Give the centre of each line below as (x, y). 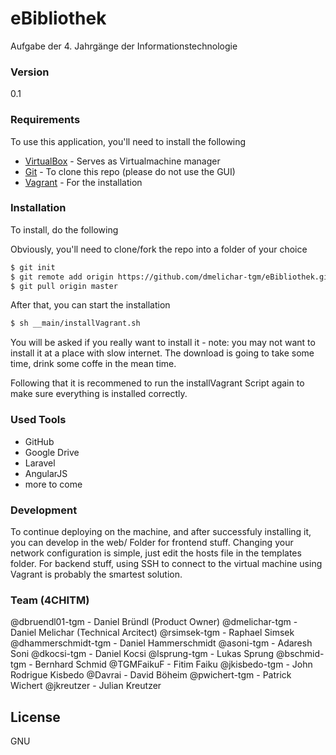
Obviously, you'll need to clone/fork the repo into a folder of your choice (159, 249)
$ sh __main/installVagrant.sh (75, 323)
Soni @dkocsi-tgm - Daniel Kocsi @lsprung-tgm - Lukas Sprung (142, 654)
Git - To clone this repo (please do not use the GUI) (130, 171)
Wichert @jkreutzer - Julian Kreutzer (86, 686)
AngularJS (46, 473)
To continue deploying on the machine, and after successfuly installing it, (161, 531)
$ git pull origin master (64, 286)
